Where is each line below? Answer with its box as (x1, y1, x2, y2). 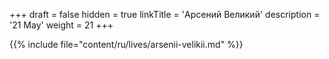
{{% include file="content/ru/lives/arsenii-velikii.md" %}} (9, 39, 244, 50)
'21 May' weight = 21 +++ (9, 19, 114, 31)
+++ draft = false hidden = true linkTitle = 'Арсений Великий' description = (9, 9, 321, 20)
